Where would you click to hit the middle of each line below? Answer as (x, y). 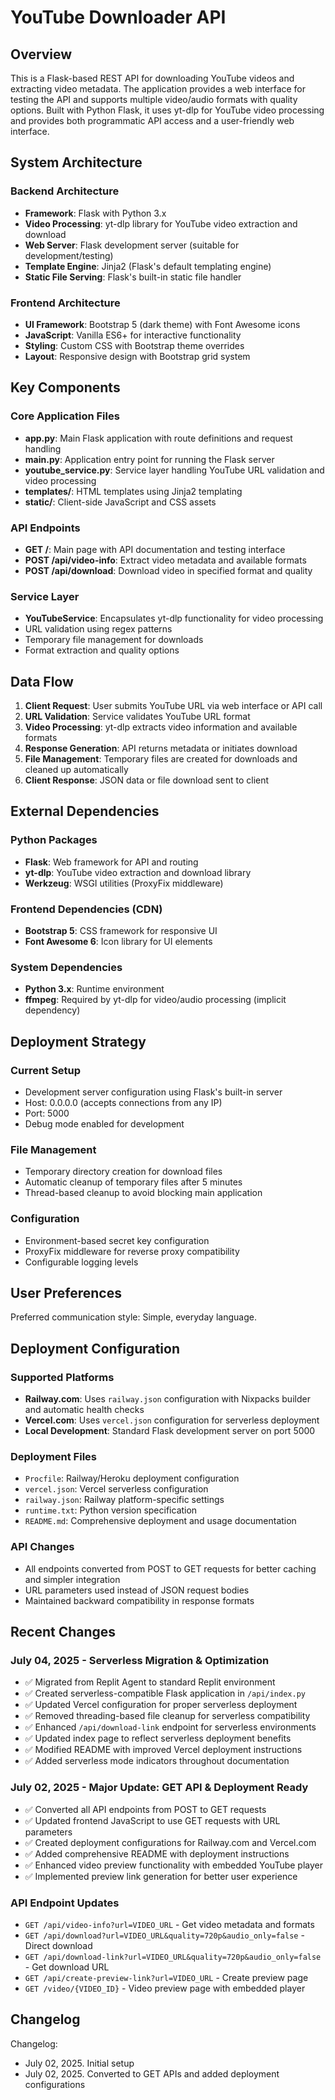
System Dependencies (66, 967)
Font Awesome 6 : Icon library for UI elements (118, 942)
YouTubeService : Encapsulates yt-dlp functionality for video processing (174, 618)
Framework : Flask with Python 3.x (95, 213)
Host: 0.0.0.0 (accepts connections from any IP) (123, 1103)
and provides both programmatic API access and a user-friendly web (152, 120)
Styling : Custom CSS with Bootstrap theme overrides (134, 345)
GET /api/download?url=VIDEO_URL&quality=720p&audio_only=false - (164, 1935)
